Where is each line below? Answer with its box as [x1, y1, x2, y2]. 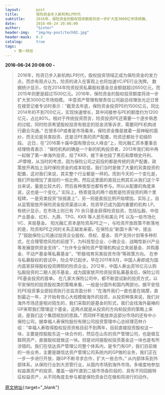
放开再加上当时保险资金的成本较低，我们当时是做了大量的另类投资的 [21, 165, 160, 170]
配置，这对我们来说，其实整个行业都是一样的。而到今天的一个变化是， [17, 170, 160, 176]
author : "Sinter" [5, 26, 54, 31]
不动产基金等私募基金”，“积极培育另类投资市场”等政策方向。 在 [26, 251, 154, 257]
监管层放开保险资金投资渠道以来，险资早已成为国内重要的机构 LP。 [21, 201, 158, 207]
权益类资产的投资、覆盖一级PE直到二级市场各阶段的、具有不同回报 [17, 367, 153, 373]
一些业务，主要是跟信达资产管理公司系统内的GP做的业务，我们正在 [21, 349, 158, 355]
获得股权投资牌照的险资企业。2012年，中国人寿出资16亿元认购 [30, 263, 157, 269]
